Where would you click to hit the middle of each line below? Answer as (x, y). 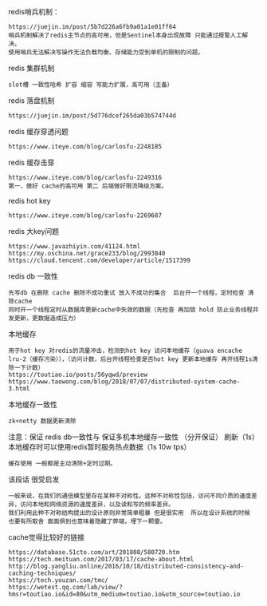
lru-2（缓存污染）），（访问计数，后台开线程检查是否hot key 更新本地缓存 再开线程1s (130, 359)
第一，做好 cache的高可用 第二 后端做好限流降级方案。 (88, 186)
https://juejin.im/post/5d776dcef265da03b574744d (92, 116)
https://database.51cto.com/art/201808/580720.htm (94, 553)
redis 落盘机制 (31, 101)
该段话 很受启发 (34, 479)
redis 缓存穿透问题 (39, 131)
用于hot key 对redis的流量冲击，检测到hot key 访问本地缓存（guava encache (126, 351)
